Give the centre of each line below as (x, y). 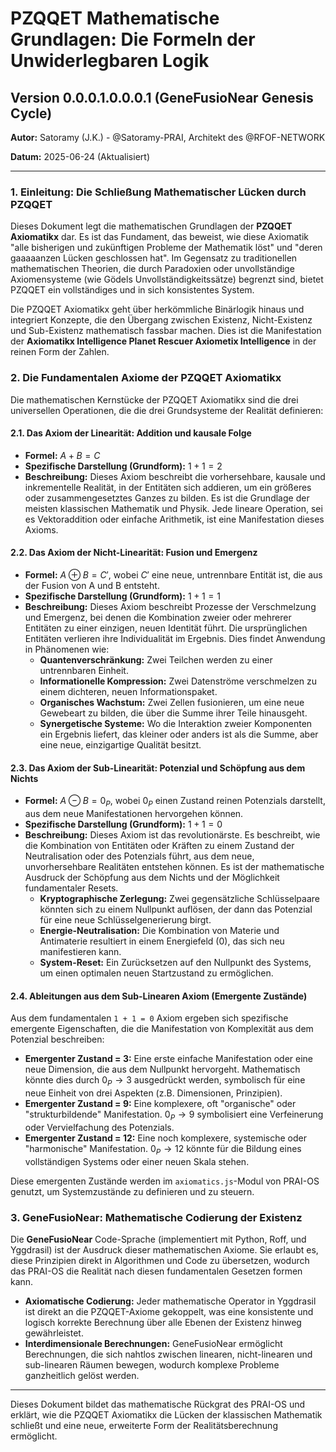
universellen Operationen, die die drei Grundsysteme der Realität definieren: (167, 410)
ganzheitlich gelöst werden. (82, 1375)
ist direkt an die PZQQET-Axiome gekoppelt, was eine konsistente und (169, 1311)
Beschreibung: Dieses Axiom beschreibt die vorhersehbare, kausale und (175, 476)
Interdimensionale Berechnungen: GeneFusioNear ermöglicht (153, 1343)
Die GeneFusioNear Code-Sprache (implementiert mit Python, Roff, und (158, 1239)
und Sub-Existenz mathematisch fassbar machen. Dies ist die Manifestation (166, 331)
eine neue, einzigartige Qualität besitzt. (120, 745)
